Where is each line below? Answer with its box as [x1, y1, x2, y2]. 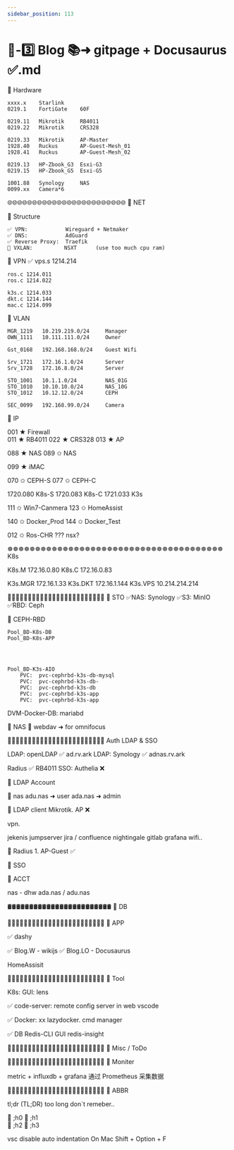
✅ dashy [7, 932, 32, 941]
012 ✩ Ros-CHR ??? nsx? [7, 530, 80, 539]
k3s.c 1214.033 [7, 289, 52, 296]
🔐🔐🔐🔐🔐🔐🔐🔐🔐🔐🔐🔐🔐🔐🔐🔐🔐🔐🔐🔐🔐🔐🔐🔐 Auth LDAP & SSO [7, 736, 158, 745]
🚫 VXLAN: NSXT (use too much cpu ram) [7, 244, 166, 251]
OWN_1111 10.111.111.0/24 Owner [7, 334, 121, 341]
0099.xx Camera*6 [7, 185, 65, 192]
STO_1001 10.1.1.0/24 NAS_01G [7, 377, 128, 384]
